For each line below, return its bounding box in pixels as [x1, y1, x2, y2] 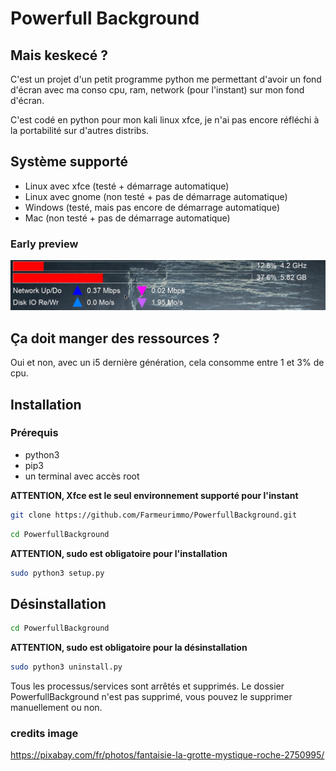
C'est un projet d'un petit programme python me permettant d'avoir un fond [10, 73, 322, 85]
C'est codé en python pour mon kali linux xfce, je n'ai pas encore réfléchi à [10, 114, 320, 126]
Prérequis [10, 426, 59, 440]
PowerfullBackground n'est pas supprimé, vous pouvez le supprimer [10, 691, 293, 703]
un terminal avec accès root [24, 470, 140, 482]
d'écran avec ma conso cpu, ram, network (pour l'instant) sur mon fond [10, 84, 305, 96]
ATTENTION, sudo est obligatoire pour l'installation [10, 547, 228, 559]
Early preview [10, 237, 79, 251]
